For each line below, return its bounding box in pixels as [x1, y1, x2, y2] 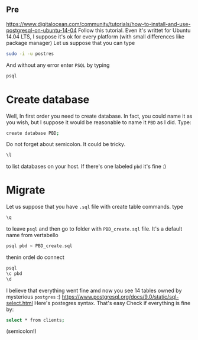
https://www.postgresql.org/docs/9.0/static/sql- [61, 293, 179, 300]
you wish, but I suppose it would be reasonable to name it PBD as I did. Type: [6, 118, 191, 126]
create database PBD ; [6, 130, 60, 136]
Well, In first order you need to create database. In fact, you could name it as [6, 112, 193, 119]
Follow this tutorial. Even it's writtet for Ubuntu [77, 27, 191, 34]
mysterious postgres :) [6, 293, 61, 300]
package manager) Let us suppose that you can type [6, 39, 135, 46]
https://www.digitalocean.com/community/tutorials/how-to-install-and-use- [6, 20, 191, 27]
